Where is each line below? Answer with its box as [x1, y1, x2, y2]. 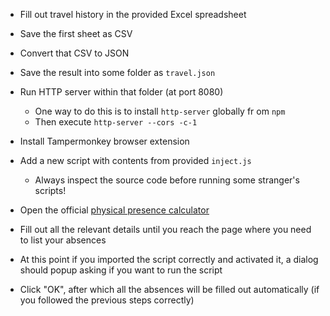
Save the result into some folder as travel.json [19, 67, 216, 78]
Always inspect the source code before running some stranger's [34, 174, 300, 186]
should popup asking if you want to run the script [19, 264, 223, 276]
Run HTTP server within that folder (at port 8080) [19, 86, 224, 98]
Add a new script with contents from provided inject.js [19, 155, 252, 166]
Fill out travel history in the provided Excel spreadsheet [19, 9, 247, 20]
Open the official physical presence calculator [19, 204, 210, 216]
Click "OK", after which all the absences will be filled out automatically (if [19, 284, 320, 295]
